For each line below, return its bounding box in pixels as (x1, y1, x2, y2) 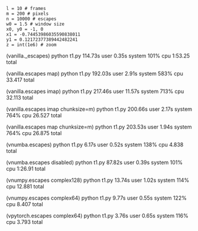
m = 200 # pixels (6, 11, 49, 17)
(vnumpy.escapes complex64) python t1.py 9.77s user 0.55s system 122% (6, 194, 187, 201)
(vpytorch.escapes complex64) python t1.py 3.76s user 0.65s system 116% (6, 212, 189, 219)
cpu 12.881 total (6, 183, 44, 190)
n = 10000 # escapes (6, 16, 57, 22)
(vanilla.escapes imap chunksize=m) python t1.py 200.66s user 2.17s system (6, 105, 193, 113)
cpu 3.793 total (6, 219, 43, 225)
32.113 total (6, 94, 34, 101)
